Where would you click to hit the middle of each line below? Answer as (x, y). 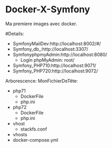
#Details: (15, 33)
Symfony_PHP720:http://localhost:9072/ (55, 71)
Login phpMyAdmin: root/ (47, 60)
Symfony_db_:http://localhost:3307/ (50, 49)
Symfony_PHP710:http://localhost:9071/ (54, 65)
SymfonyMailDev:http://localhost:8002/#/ (57, 43)
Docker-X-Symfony (48, 10)
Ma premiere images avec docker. (41, 24)
